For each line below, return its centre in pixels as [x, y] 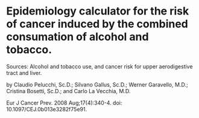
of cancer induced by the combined [97, 24]
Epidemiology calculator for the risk [98, 11]
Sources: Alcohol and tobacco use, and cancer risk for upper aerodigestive [99, 66]
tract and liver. [24, 73]
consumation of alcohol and [77, 37]
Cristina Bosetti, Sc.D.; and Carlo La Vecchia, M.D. [68, 91]
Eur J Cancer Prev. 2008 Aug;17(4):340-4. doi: [64, 103]
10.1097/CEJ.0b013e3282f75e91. [47, 109]
